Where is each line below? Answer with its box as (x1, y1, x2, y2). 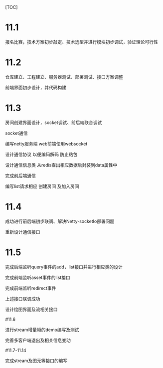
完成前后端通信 (5, 172, 36, 178)
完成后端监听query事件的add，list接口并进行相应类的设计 (5, 263, 123, 269)
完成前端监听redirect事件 (5, 285, 56, 291)
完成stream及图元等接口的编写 (5, 357, 68, 363)
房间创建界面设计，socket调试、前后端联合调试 (5, 119, 102, 125)
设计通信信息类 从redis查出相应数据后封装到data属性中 (5, 162, 118, 168)
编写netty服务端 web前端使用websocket (5, 140, 88, 146)
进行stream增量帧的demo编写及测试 (5, 326, 79, 332)
